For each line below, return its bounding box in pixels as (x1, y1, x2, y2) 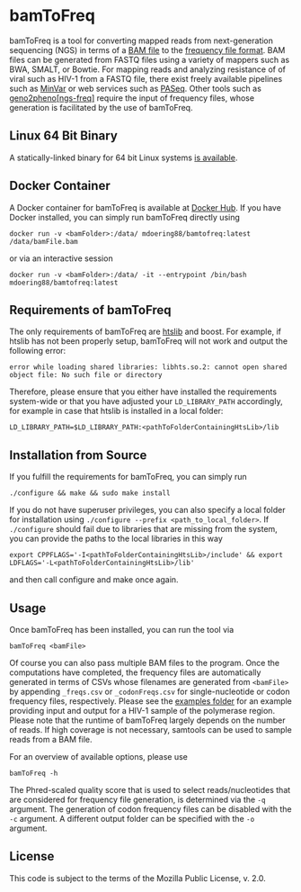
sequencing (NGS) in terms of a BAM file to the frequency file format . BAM (9, 44, 286, 55)
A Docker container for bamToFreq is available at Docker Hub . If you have (9, 202, 281, 212)
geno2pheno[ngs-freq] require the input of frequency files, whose (9, 92, 254, 104)
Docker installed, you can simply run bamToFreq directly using (9, 212, 241, 222)
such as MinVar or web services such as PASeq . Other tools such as (9, 83, 262, 94)
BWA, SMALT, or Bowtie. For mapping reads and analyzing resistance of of (9, 64, 286, 75)
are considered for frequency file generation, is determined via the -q (9, 794, 266, 805)
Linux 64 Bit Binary (9, 128, 119, 144)
